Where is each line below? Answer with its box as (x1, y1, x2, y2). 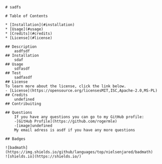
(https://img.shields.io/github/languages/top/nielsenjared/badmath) (5, 149, 153, 154)
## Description (5, 44, 37, 49)
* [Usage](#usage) (5, 27, 43, 32)
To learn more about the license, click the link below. (5, 84, 126, 89)
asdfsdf (14, 49, 30, 54)
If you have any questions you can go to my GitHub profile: (14, 114, 144, 119)
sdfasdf (14, 66, 30, 71)
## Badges (5, 136, 26, 141)
